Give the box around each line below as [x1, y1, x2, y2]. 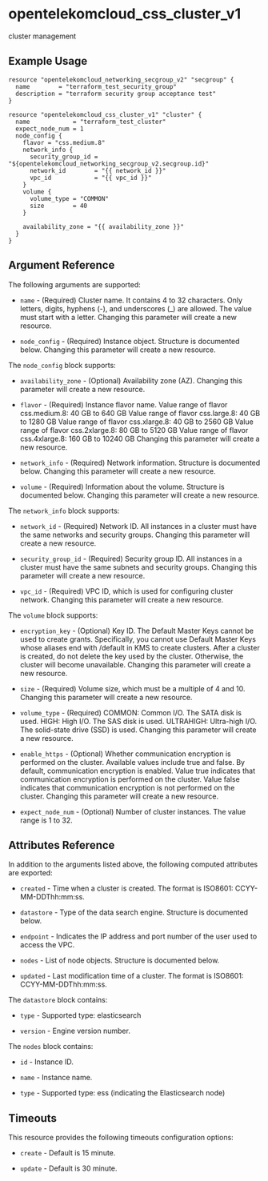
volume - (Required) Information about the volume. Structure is [19, 482, 226, 491]
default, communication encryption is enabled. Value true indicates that [19, 766, 256, 775]
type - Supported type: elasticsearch [19, 1011, 142, 1020]
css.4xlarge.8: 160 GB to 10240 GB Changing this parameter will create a [19, 434, 260, 443]
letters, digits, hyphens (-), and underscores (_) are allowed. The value [19, 303, 252, 313]
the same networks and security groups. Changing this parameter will [19, 530, 250, 539]
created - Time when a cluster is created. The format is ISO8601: [19, 883, 234, 893]
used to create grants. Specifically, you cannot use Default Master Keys [19, 634, 256, 644]
